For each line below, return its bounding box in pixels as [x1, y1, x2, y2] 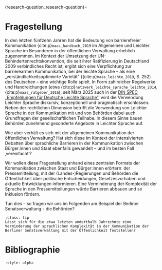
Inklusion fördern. [5, 191, 40, 197]
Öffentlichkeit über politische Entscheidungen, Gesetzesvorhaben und [5, 175, 146, 181]
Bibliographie [5, 244, 60, 255]
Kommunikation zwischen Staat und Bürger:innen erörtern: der [5, 165, 130, 171]
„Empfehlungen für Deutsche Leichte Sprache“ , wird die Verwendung [5, 94, 144, 100]
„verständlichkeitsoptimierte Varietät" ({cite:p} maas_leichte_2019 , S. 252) [5, 73, 151, 80]
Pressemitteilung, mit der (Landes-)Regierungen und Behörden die [5, 170, 139, 176]
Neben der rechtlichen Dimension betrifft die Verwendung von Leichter [5, 104, 147, 110]
